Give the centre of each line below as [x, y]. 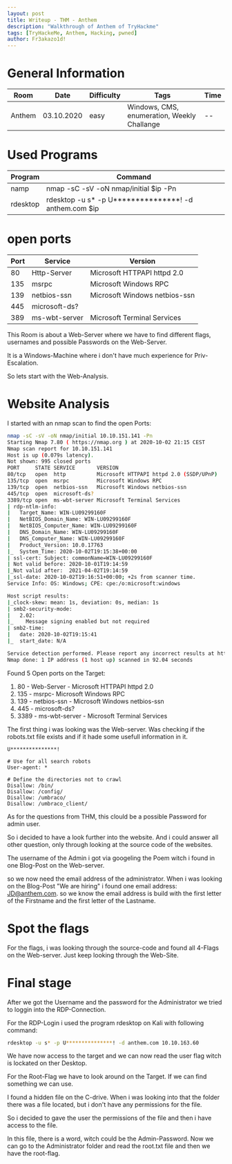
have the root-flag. [34, 1154]
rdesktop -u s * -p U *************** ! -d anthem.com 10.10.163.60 [103, 1043]
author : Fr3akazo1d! [37, 39]
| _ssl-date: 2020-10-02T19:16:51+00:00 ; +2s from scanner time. [101, 578]
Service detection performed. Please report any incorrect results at [111, 653]
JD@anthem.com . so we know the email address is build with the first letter [115, 893]
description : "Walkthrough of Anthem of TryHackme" [83, 26]
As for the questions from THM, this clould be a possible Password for [107, 817]
